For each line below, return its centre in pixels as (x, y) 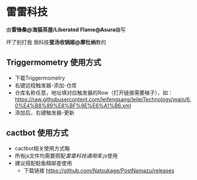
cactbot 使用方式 (37, 133)
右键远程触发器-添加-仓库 (46, 85)
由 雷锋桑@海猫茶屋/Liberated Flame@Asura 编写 (66, 30)
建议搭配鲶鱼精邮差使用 (43, 163)
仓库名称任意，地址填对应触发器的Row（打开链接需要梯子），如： (94, 93)
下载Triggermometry (40, 78)
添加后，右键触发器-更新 (45, 112)
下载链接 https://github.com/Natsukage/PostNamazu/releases (99, 170)
